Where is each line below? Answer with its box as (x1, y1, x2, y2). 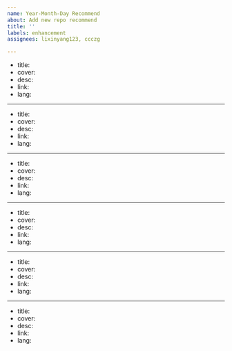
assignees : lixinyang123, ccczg (7, 36, 100, 43)
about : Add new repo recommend (7, 17, 97, 23)
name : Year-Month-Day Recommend (7, 10, 100, 17)
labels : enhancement (7, 29, 67, 37)
